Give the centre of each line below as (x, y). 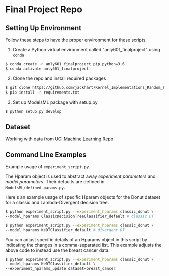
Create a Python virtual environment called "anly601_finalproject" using (86, 50)
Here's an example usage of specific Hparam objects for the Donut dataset (83, 197)
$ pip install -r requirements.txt (43, 92)
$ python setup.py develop (33, 111)
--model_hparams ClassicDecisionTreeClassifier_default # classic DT (80, 216)
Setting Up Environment (44, 28)
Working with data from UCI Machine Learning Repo (59, 139)
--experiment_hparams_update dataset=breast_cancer (60, 269)
